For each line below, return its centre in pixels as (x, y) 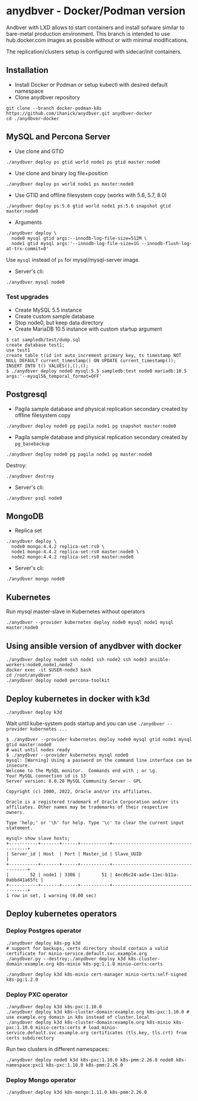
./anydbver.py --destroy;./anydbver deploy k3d (66, 959)
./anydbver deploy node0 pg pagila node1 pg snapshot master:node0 (91, 426)
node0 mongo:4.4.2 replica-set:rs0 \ (58, 547)
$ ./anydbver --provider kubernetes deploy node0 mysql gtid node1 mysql (99, 739)
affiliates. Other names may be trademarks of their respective (87, 807)
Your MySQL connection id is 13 (46, 776)
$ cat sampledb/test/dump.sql (44, 340)
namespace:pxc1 (25, 1065)
